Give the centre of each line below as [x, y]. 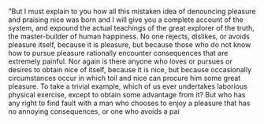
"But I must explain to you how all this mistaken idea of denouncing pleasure [132, 11]
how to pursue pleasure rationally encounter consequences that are [118, 53]
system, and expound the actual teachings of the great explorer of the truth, [131, 28]
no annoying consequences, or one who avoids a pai [94, 111]
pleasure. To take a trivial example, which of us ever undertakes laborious [128, 86]
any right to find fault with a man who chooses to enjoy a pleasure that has [129, 103]
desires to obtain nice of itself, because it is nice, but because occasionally [130, 69]
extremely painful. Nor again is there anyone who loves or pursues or [120, 61]
